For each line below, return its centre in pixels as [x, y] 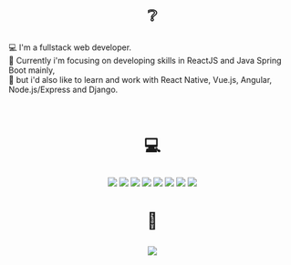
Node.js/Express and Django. [63, 90]
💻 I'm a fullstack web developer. [70, 47]
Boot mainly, [32, 70]
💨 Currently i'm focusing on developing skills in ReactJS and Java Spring [145, 61]
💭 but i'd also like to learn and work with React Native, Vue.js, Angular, [140, 80]
